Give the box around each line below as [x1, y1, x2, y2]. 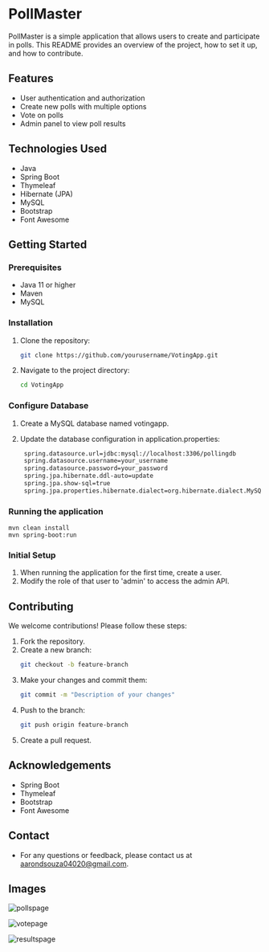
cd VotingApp [19, 381, 64, 390]
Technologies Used [8, 142, 107, 156]
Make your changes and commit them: [19, 676, 148, 685]
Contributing [8, 599, 74, 613]
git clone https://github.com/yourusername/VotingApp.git [19, 351, 218, 359]
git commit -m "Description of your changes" [19, 691, 175, 699]
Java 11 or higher [19, 280, 76, 290]
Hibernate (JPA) [19, 189, 74, 198]
